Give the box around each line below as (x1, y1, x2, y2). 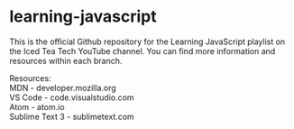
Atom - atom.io (9, 101, 65, 112)
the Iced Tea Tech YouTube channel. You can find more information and (9, 45, 276, 56)
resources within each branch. (9, 55, 123, 66)
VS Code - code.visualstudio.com (9, 92, 134, 103)
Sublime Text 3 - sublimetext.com (9, 111, 135, 122)
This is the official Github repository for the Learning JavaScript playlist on (9, 36, 286, 47)
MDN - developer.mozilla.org (9, 82, 117, 93)
